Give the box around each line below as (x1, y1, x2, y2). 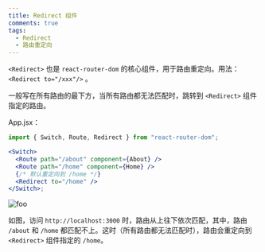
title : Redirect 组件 (8, 11, 78, 20)
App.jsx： (8, 118, 41, 127)
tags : (8, 26, 26, 34)
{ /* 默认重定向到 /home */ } (15, 170, 101, 178)
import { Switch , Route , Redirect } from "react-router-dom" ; (8, 134, 219, 142)
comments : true (8, 19, 59, 27)
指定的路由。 (8, 101, 50, 110)
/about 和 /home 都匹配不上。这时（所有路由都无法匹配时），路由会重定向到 (8, 226, 252, 235)
